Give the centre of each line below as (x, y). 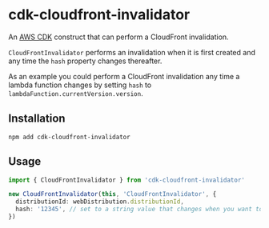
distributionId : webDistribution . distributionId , (100, 202)
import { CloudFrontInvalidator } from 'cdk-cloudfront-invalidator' (127, 180)
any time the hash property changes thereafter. (85, 61)
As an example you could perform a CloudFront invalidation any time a (124, 76)
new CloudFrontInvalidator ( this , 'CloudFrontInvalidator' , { (112, 194)
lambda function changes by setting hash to (80, 85)
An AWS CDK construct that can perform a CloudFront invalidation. (119, 37)
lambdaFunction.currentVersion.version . (76, 93)
